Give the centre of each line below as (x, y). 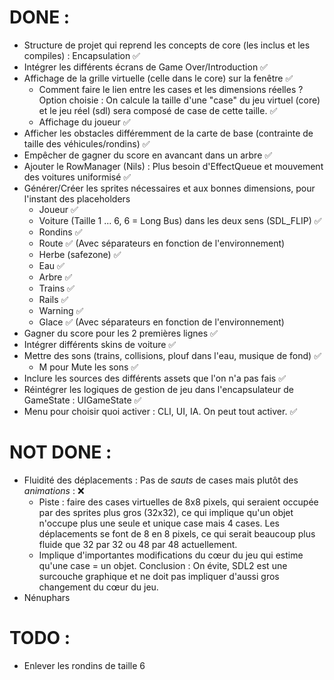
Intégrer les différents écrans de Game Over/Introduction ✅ (145, 67)
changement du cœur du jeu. (98, 587)
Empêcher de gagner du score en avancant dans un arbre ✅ (148, 155)
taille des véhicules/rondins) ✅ (87, 143)
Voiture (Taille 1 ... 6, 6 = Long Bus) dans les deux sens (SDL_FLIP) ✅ (180, 220)
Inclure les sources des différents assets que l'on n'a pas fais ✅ (154, 378)
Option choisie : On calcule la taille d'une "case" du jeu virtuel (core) (179, 100)
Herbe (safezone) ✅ (80, 254)
